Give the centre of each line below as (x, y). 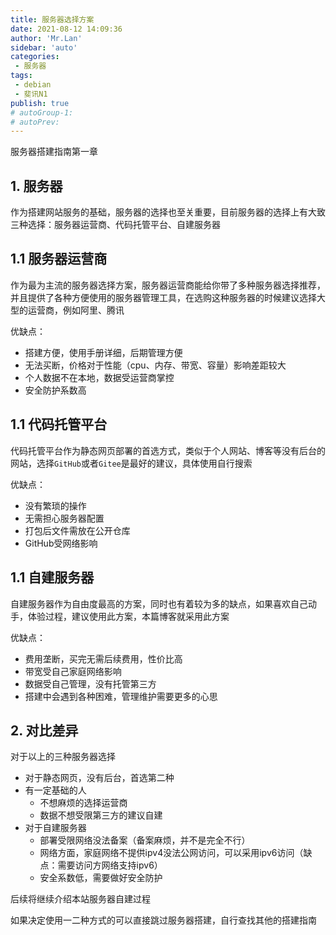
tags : (21, 76)
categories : (35, 57)
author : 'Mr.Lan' (46, 38)
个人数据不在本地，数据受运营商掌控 (99, 377)
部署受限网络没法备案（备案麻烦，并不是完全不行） (145, 840)
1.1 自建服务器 (52, 577)
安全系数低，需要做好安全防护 (101, 878)
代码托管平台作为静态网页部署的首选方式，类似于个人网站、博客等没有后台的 (168, 450)
